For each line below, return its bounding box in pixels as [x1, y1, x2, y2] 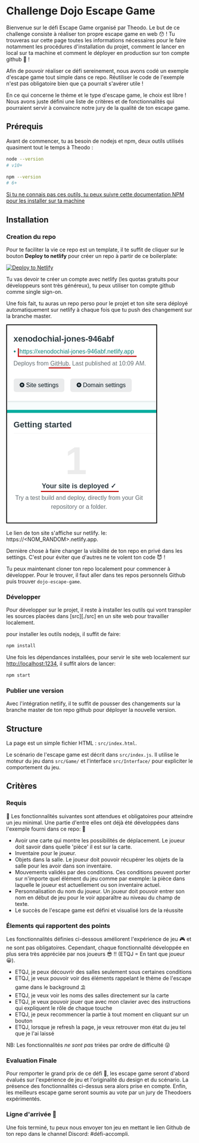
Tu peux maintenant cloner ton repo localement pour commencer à [6, 565, 171, 572]
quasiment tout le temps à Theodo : [6, 143, 94, 150]
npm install [6, 643, 36, 649]
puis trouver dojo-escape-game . [6, 577, 82, 585]
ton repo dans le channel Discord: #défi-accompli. [6, 1130, 130, 1137]
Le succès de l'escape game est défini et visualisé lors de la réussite [14, 907, 184, 914]
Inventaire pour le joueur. [14, 849, 76, 856]
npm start [6, 672, 31, 678]
